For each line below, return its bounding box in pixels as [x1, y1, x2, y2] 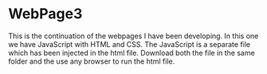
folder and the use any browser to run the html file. [8, 56, 175, 66]
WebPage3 [8, 5, 83, 23]
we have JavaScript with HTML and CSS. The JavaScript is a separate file [8, 39, 251, 49]
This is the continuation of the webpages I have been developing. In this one [8, 31, 259, 41]
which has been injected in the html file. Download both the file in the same [8, 48, 255, 57]
